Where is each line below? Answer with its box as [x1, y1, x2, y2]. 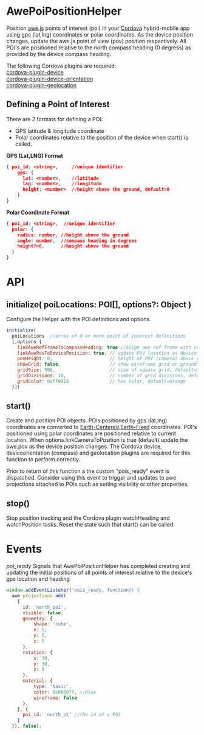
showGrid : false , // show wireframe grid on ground [17, 361, 197, 367]
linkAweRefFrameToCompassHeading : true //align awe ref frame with [17, 344, 191, 350]
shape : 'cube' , [33, 621, 72, 627]
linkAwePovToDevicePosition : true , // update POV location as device [17, 350, 197, 356]
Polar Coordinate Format [6, 208, 70, 216]
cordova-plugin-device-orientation [6, 75, 93, 82]
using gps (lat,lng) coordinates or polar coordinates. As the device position [6, 30, 193, 38]
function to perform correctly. [6, 456, 81, 463]
